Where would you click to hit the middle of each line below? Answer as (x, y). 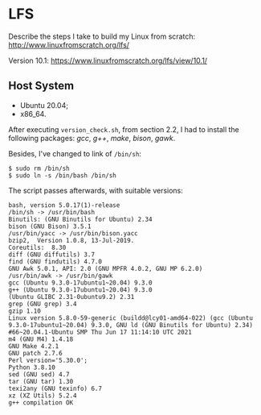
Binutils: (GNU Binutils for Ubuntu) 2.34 (80, 219)
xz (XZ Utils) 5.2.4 (43, 396)
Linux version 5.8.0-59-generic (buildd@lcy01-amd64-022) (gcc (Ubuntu (130, 318)
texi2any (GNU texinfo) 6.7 (55, 388)
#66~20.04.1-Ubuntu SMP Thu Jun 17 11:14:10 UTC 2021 (100, 332)
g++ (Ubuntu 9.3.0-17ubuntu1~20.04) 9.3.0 (80, 290)
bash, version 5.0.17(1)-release (64, 205)
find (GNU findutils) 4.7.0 (55, 261)
